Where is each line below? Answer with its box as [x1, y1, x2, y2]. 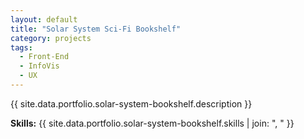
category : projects [10, 33, 92, 43]
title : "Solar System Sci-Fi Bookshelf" [10, 24, 182, 34]
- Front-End [19, 52, 70, 62]
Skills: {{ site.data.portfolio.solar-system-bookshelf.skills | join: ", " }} [10, 117, 295, 129]
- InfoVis [19, 61, 60, 71]
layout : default [10, 14, 78, 25]
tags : [10, 42, 33, 53]
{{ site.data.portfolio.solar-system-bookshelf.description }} [10, 97, 253, 110]
